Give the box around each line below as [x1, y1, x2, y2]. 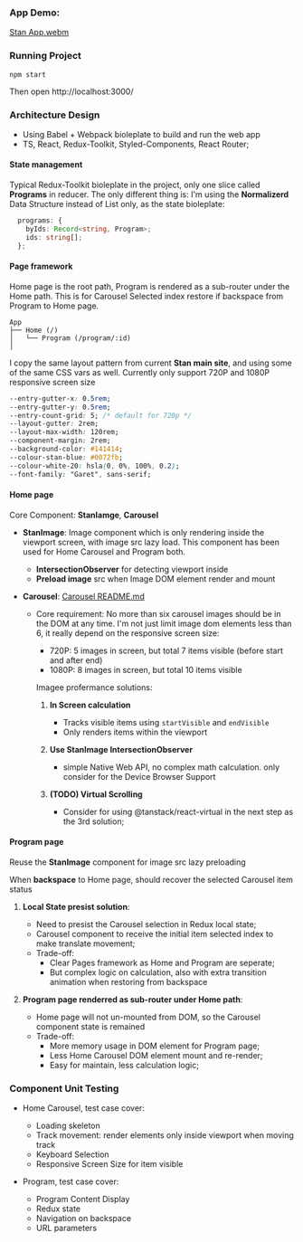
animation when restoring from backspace [49, 976, 208, 987]
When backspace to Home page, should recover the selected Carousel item [9, 874, 294, 885]
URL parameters [35, 1223, 98, 1234]
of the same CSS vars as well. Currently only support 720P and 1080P [9, 366, 270, 377]
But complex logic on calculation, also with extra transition [49, 966, 267, 978]
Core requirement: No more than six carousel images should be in [35, 608, 281, 619]
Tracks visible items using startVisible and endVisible [62, 716, 270, 727]
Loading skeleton [35, 1120, 101, 1132]
